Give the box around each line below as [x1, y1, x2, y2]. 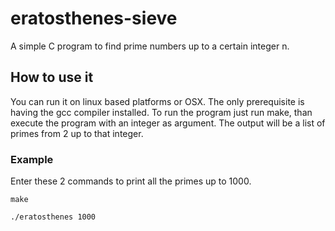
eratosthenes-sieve [10, 7, 178, 30]
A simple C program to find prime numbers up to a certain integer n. [10, 40, 290, 52]
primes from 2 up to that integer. [10, 127, 144, 139]
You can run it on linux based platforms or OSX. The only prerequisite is [10, 95, 305, 107]
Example [10, 152, 54, 166]
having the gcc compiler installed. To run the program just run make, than [10, 106, 313, 118]
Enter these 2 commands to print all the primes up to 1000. [10, 175, 252, 187]
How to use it [10, 69, 94, 86]
